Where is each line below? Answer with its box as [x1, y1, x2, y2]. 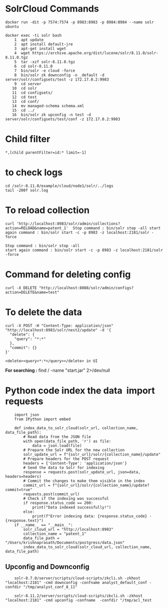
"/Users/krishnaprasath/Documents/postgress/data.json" [5, 540, 125, 545]
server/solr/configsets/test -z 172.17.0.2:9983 [5, 77, 109, 82]
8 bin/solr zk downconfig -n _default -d [14, 73, 105, 78]
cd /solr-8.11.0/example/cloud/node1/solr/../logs [5, 183, 114, 188]
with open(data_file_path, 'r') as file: [23, 439, 112, 444]
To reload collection [5, 205, 90, 216]
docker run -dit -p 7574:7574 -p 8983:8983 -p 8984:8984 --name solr [5, 20, 154, 25]
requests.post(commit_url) [23, 492, 80, 497]
